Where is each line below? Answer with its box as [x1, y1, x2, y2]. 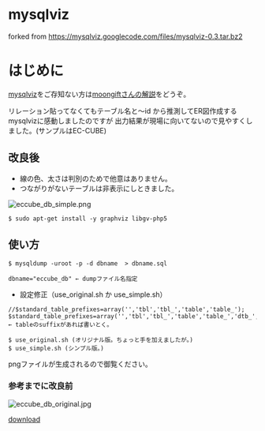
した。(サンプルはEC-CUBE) [14, 126, 107, 135]
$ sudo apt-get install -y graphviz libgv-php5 [8, 215, 168, 223]
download [8, 414, 41, 424]
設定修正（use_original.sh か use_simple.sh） [19, 290, 167, 299]
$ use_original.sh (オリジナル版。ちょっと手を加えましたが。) [8, 335, 193, 344]
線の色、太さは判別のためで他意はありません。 [19, 174, 172, 183]
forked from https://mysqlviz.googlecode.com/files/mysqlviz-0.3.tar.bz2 [8, 32, 243, 41]
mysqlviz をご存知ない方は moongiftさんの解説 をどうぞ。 [8, 89, 191, 99]
